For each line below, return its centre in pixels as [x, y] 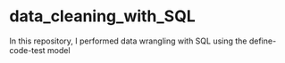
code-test [28, 50]
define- [263, 41]
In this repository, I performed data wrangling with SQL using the [128, 41]
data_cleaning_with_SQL [103, 16]
